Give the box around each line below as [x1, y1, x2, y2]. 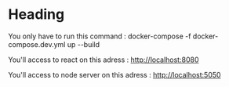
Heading [8, 5, 65, 24]
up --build [67, 39, 100, 49]
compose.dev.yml [8, 39, 66, 49]
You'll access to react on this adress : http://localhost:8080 [8, 55, 199, 64]
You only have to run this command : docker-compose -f [8, 31, 191, 41]
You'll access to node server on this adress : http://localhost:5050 [8, 70, 221, 79]
